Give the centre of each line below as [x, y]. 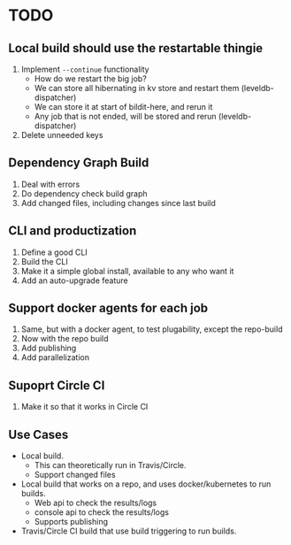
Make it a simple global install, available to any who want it [127, 271]
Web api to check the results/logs [96, 503]
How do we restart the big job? [90, 79]
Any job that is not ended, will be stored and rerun [126, 116]
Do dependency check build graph [84, 193]
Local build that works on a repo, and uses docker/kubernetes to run [146, 484]
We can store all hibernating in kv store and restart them [137, 88]
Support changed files [75, 475]
